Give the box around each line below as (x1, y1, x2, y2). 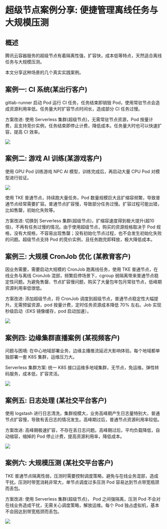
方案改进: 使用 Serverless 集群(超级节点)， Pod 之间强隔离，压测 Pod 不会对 (5, 496, 161, 502)
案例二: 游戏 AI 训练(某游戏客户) (5, 154, 102, 163)
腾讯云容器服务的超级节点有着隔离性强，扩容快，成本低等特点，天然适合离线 (5, 53, 162, 58)
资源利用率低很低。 (5, 285, 45, 291)
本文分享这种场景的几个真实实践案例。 (5, 69, 83, 75)
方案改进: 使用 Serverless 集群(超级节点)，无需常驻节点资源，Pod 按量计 (5, 116, 154, 122)
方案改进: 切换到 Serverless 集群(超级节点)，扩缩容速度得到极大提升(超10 (5, 217, 155, 223)
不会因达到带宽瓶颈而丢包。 (5, 508, 62, 514)
